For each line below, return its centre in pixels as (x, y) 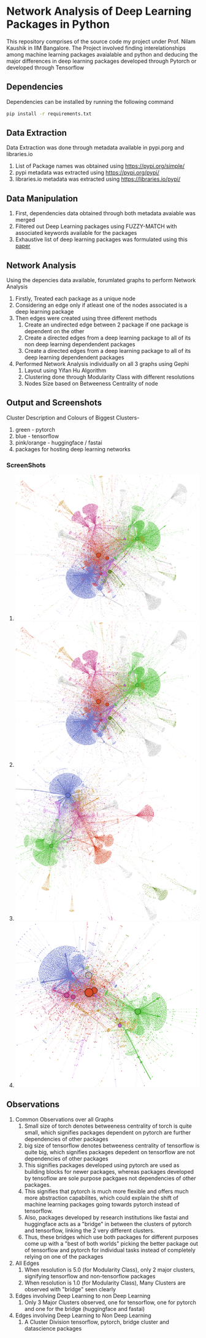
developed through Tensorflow (45, 67)
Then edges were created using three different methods (86, 319)
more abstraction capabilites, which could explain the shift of (101, 1198)
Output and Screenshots (54, 403)
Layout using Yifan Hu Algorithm (65, 371)
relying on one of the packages (64, 1256)
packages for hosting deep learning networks (73, 449)
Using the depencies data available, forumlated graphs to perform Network (101, 280)
